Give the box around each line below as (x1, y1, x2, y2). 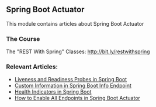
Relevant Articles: (6, 63, 58, 71)
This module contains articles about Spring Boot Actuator (6, 20, 144, 27)
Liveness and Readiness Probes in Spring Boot (14, 76, 127, 83)
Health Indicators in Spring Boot (14, 88, 92, 95)
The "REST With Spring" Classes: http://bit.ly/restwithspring (6, 48, 150, 55)
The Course (6, 34, 40, 43)
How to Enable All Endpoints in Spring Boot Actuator (14, 95, 140, 102)
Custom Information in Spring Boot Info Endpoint (14, 82, 131, 89)
